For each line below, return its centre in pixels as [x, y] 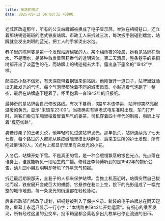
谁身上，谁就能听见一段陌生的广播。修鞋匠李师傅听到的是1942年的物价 [77, 161]
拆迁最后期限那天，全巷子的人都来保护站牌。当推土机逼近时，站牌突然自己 [80, 178]
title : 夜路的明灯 [22, 10]
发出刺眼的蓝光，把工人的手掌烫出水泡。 [59, 41]
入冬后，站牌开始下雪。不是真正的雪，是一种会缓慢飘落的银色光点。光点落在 [82, 155]
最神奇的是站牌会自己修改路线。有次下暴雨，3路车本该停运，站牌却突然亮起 [82, 104]
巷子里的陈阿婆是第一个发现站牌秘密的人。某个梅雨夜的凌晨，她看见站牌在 [80, 52]
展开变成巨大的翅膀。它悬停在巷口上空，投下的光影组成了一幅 [93, 184]
